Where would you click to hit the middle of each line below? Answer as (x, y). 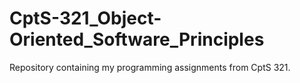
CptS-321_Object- (85, 18)
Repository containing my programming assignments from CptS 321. (150, 67)
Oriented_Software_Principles (137, 39)
